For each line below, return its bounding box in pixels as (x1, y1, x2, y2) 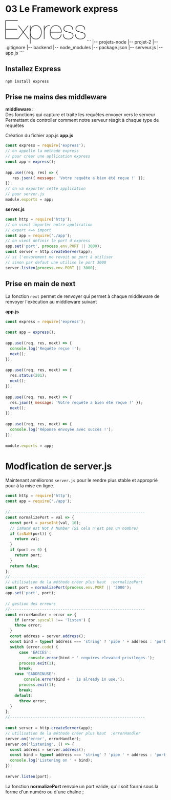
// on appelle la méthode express (5, 148, 79, 154)
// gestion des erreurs (5, 601, 56, 607)
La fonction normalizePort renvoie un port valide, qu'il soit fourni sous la (5, 783, 159, 789)
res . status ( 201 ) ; (10, 373, 47, 378)
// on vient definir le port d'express (5, 239, 91, 244)
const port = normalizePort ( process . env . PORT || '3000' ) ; (5, 585, 132, 590)
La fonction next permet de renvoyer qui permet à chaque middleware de (5, 293, 160, 299)
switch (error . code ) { (10, 644, 58, 650)
